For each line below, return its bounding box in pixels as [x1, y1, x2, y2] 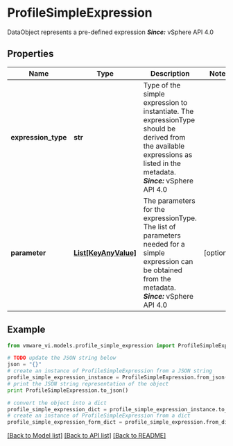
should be [143, 124, 176, 133]
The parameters [143, 196, 196, 206]
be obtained [143, 265, 182, 275]
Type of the [143, 80, 181, 90]
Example [7, 324, 46, 336]
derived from [143, 132, 186, 142]
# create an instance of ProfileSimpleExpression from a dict [7, 412, 191, 420]
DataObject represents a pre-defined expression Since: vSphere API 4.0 [7, 28, 214, 36]
